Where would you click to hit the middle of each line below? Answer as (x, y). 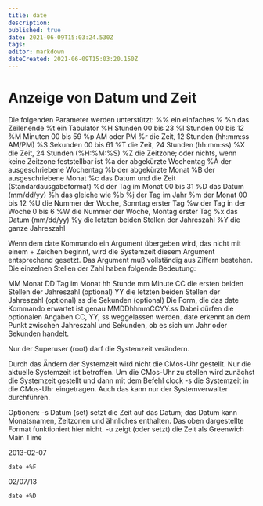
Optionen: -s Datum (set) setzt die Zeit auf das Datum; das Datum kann (122, 412)
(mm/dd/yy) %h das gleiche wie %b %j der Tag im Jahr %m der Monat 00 (128, 195)
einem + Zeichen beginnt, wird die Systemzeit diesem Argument (112, 251)
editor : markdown (36, 52)
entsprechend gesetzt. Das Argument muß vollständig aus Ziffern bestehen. (130, 260)
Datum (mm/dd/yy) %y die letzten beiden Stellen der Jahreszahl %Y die (124, 220)
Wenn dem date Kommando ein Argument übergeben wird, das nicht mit (124, 243)
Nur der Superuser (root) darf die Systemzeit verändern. (99, 348)
